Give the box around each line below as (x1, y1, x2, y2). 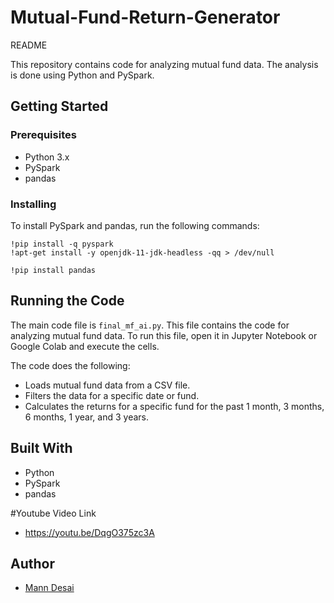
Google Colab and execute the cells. (10, 340, 160, 352)
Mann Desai (24, 582, 75, 594)
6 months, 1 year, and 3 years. (24, 411, 149, 423)
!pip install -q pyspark (10, 239, 114, 249)
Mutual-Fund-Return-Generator (10, 6, 281, 29)
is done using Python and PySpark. (10, 69, 155, 81)
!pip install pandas (10, 265, 97, 275)
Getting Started (10, 98, 109, 115)
